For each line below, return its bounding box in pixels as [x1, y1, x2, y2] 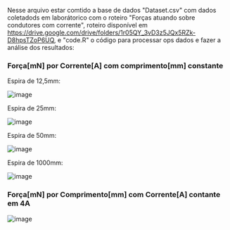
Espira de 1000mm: [7, 158, 63, 167]
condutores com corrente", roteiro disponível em [7, 21, 148, 29]
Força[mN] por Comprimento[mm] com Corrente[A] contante [7, 190, 221, 200]
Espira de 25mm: [7, 104, 56, 113]
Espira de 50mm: [7, 132, 57, 140]
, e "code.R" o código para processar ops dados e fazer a [53, 36, 222, 44]
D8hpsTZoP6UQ [7, 36, 55, 44]
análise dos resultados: [7, 44, 75, 51]
